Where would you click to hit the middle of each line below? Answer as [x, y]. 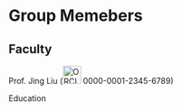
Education [27, 98]
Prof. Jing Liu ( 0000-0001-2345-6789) [91, 81]
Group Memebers [76, 16]
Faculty [30, 49]
